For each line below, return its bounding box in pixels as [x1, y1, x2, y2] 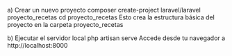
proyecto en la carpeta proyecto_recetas [7, 21, 124, 28]
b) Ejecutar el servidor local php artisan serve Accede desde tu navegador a [7, 34, 226, 42]
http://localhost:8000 [7, 41, 68, 49]
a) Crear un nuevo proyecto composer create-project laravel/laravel [7, 6, 201, 14]
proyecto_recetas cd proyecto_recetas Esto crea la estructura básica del [7, 13, 215, 21]
